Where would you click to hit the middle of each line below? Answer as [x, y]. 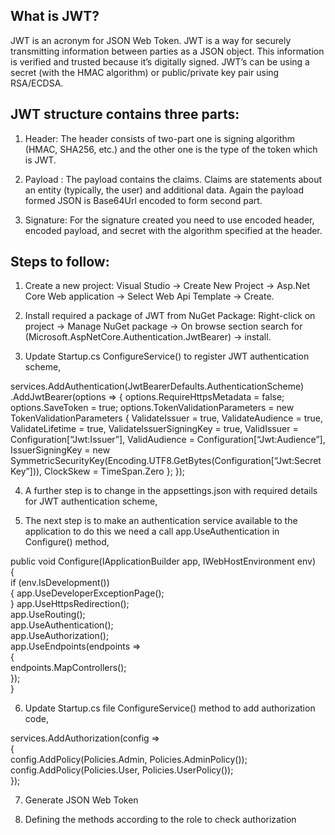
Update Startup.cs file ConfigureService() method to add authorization [170, 708]
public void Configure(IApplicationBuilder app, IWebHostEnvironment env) [163, 561]
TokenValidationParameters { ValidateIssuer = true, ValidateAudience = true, [166, 418]
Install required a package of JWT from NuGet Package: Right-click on [170, 316]
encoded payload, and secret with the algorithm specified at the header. [173, 230]
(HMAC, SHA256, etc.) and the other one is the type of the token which [171, 149]
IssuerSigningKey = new [60, 450]
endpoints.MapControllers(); [68, 668]
